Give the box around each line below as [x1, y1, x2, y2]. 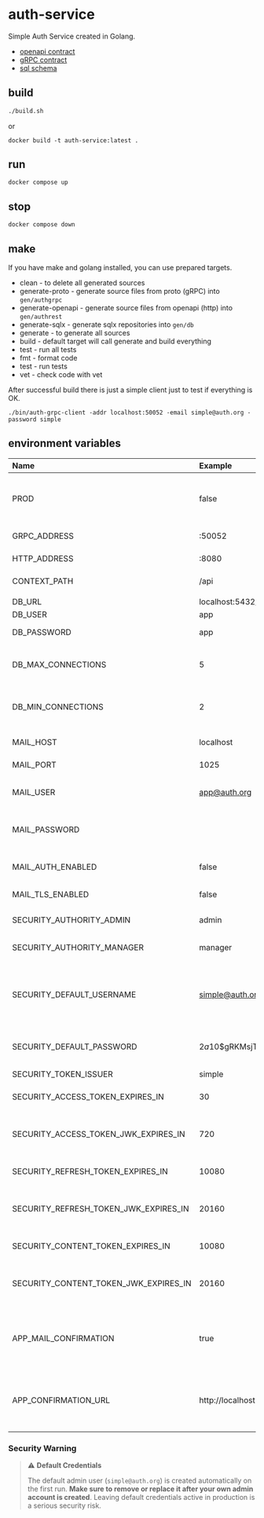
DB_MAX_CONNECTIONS [12, 658, 107, 669]
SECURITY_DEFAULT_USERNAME [12, 988, 137, 999]
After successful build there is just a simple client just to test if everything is [8, 385, 253, 394]
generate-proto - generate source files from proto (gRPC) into [19, 287, 220, 296]
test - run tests [19, 361, 68, 371]
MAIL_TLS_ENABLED [12, 889, 90, 900]
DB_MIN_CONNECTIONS [12, 701, 104, 712]
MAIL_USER [12, 786, 56, 797]
